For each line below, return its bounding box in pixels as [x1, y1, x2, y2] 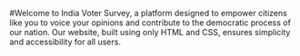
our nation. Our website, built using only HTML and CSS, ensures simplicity [9, 27, 291, 37]
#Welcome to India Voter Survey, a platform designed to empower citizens [9, 8, 288, 18]
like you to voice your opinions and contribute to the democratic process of [9, 17, 291, 28]
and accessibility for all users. [9, 36, 121, 47]
